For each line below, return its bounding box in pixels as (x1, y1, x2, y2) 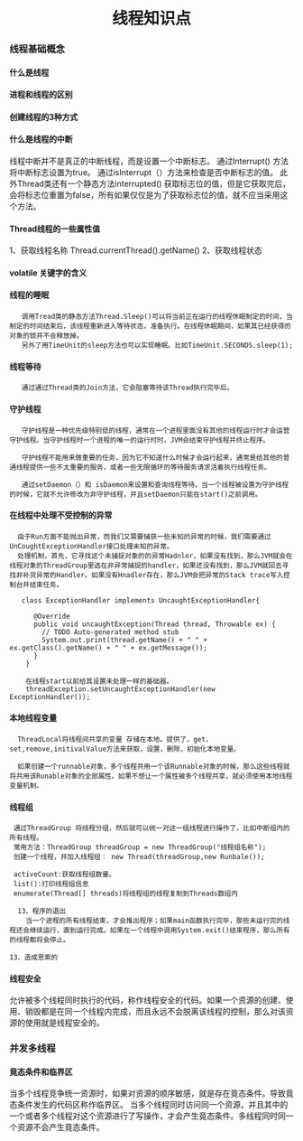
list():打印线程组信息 (13, 880, 89, 889)
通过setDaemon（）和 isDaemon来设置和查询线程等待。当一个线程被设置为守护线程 (21, 480, 289, 489)
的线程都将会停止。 (9, 936, 70, 945)
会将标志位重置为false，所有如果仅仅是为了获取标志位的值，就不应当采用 (9, 190, 280, 201)
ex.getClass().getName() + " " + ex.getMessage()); (9, 643, 207, 652)
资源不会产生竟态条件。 (16, 1122, 105, 1133)
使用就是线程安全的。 (24, 1017, 105, 1028)
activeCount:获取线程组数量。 (13, 870, 116, 879)
